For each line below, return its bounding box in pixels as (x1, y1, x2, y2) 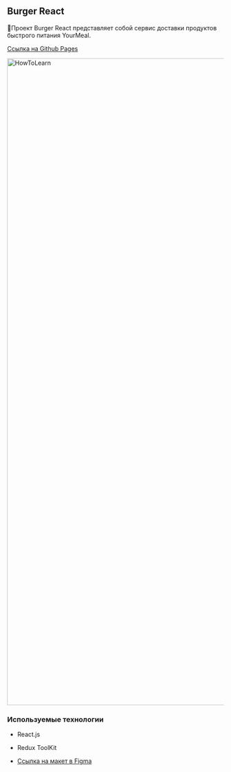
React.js (16, 730, 41, 739)
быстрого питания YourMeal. (7, 31, 91, 39)
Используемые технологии (7, 714, 104, 724)
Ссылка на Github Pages (7, 44, 78, 52)
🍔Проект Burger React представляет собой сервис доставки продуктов (7, 23, 217, 32)
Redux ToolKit (16, 744, 57, 752)
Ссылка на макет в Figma (16, 757, 92, 765)
